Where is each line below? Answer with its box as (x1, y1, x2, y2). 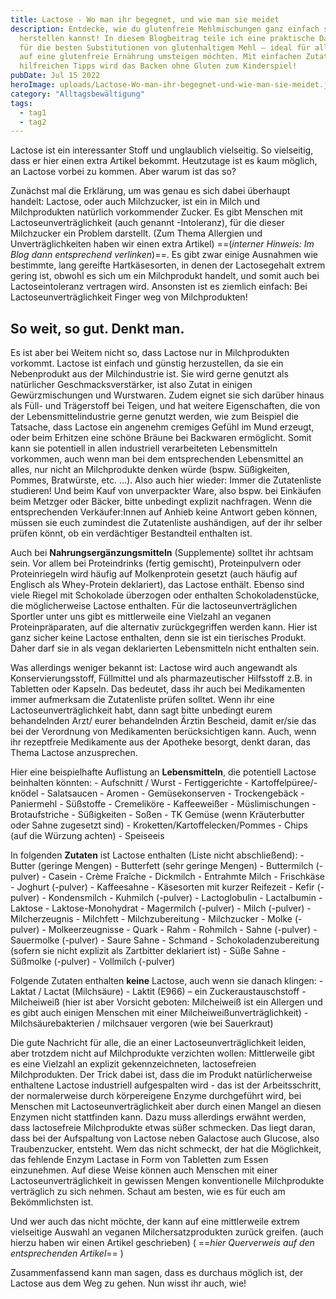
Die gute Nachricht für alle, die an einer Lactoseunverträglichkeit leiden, (10, 1037, 307, 1049)
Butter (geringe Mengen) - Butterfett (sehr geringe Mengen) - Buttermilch (10, 860, 314, 872)
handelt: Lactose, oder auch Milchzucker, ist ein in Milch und (10, 196, 261, 208)
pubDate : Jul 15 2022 (10, 71, 101, 81)
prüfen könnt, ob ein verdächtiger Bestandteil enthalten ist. (10, 527, 253, 540)
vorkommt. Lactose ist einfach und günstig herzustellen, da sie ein (10, 357, 284, 370)
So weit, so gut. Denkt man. (10, 320, 185, 337)
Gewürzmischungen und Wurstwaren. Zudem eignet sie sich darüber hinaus (10, 389, 325, 401)
